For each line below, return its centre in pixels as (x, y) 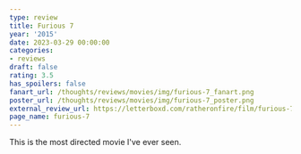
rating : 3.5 (31, 76)
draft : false (34, 68)
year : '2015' (34, 34)
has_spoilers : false (48, 84)
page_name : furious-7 (50, 117)
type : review (34, 17)
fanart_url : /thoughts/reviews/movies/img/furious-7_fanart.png (132, 92)
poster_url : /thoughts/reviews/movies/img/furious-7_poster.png (132, 100)
